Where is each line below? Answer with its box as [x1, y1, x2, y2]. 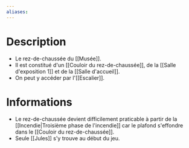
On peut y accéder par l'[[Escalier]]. [14, 74, 104, 82]
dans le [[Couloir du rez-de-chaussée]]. [14, 128, 115, 135]
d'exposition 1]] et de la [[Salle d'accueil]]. [14, 68, 120, 75]
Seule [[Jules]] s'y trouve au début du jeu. [14, 134, 120, 142]
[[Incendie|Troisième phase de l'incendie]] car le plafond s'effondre [14, 121, 184, 129]
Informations [6, 95, 72, 109]
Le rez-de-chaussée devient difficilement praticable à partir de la [14, 115, 178, 123]
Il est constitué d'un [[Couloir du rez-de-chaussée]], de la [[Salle [14, 61, 176, 68]
